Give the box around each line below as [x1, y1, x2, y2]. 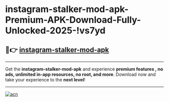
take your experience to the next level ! [5, 77, 86, 82]
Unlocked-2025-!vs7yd [5, 25, 106, 36]
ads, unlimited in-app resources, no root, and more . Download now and [5, 71, 156, 77]
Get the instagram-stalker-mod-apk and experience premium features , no [5, 66, 163, 72]
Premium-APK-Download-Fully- [5, 14, 141, 26]
